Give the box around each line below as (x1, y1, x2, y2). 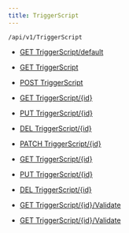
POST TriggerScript (19, 77, 83, 87)
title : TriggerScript (8, 11, 79, 20)
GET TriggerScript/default (19, 47, 104, 56)
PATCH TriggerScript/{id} (19, 139, 101, 148)
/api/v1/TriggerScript (8, 33, 83, 41)
